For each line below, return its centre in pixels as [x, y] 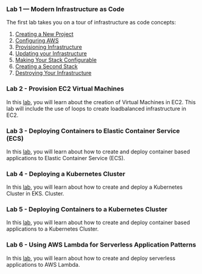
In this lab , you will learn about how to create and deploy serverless [91, 258]
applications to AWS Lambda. [43, 264]
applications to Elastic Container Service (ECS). [66, 158]
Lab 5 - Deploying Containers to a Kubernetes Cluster [87, 209]
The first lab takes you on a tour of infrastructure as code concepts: [91, 23]
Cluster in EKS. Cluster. [35, 194]
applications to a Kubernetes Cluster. [53, 229]
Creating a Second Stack [46, 66]
